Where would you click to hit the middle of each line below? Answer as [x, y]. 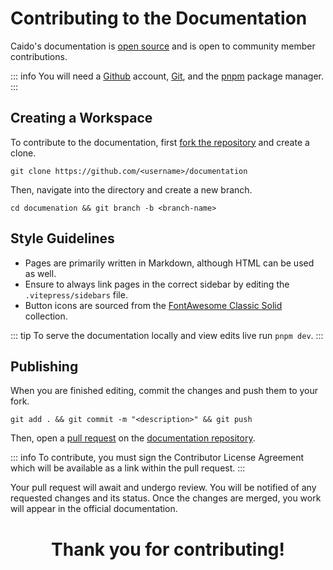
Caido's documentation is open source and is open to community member [163, 46]
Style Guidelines [62, 238]
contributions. [39, 56]
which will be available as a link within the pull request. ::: [128, 468]
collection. [46, 316]
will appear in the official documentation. [94, 509]
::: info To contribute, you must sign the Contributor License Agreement [157, 458]
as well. [40, 273]
